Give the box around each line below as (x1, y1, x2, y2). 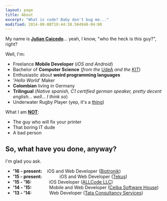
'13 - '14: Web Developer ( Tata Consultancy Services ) (12, 190, 143, 196)
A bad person (12, 130, 42, 136)
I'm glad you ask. (5, 158, 42, 164)
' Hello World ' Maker (12, 77, 55, 83)
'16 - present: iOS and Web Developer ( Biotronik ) (12, 168, 121, 174)
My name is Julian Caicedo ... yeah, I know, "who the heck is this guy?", (5, 36, 157, 42)
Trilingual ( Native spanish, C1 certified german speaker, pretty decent (12, 88, 162, 95)
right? (5, 41, 18, 48)
